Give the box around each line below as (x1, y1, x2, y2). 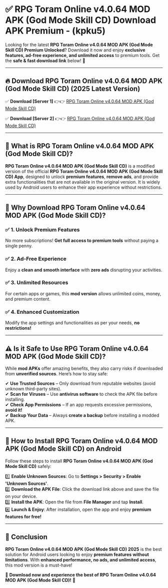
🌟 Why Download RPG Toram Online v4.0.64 (5, 203, 146, 212)
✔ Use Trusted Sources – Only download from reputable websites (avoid (5, 380, 156, 386)
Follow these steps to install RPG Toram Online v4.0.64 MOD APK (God (5, 458, 153, 464)
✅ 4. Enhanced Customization (5, 308, 79, 315)
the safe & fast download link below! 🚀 (5, 58, 86, 64)
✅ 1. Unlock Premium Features (5, 226, 80, 233)
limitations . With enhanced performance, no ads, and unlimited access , (5, 556, 156, 562)
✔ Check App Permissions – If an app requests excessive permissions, (5, 401, 152, 407)
